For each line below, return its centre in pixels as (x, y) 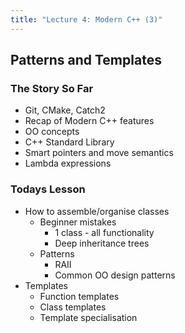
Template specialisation (88, 317)
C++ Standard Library (69, 142)
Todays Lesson (48, 189)
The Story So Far (52, 88)
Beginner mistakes (78, 222)
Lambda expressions (68, 163)
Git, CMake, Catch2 (65, 110)
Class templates (73, 307)
